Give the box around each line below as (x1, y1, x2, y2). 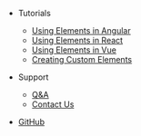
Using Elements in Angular (31, 25, 131, 35)
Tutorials (17, 8, 52, 18)
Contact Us (31, 99, 75, 110)
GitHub (17, 117, 45, 127)
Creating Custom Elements (31, 54, 133, 64)
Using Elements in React (31, 35, 124, 45)
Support (17, 72, 49, 83)
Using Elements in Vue (31, 44, 116, 55)
